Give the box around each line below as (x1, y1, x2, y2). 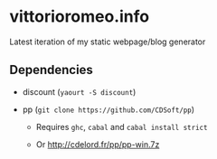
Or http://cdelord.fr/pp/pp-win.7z (35, 138, 160, 150)
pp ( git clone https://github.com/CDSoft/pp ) (22, 104, 195, 115)
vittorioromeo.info (9, 6, 150, 27)
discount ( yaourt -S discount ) (22, 86, 137, 97)
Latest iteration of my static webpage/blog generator (9, 36, 206, 47)
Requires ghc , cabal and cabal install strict (35, 121, 208, 132)
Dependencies (9, 62, 93, 78)
